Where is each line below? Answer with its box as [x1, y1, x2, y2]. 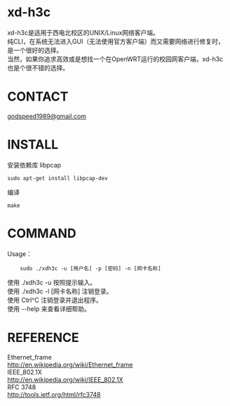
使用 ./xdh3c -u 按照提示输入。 [7, 278, 97, 286]
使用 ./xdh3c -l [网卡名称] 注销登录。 [7, 286, 113, 296]
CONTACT [7, 89, 69, 105]
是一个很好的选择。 [7, 46, 63, 54]
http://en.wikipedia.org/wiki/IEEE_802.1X [7, 375, 123, 383]
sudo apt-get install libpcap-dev [7, 175, 109, 182]
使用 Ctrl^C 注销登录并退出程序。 [7, 296, 103, 304]
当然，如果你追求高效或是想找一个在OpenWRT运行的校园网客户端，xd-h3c [7, 54, 224, 63]
